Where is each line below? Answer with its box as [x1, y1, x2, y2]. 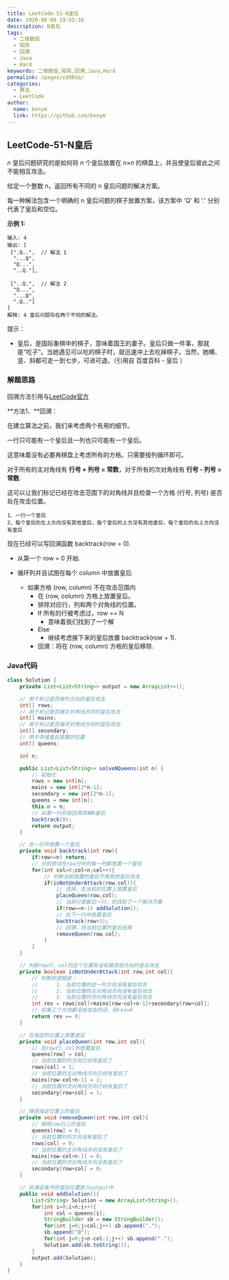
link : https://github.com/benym [13, 112, 106, 119]
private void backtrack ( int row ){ [19, 848, 118, 854]
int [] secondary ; [19, 728, 69, 734]
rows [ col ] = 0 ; [32, 1140, 75, 1147]
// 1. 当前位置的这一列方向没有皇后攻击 [32, 981, 147, 988]
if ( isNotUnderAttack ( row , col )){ [43, 879, 136, 886]
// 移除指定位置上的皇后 [19, 1108, 80, 1115]
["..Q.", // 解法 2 [10, 281, 67, 288]
